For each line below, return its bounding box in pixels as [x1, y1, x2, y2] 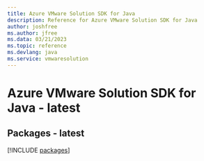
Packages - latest [7, 128, 85, 139]
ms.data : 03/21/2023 [7, 36, 68, 43]
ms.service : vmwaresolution [7, 56, 89, 62]
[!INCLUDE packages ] [7, 146, 70, 154]
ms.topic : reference [7, 42, 68, 49]
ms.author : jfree [7, 29, 58, 37]
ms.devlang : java [7, 49, 58, 56]
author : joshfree [7, 23, 58, 30]
